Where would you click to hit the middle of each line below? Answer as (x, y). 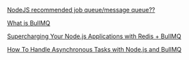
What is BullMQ (29, 23)
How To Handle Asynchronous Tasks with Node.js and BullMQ (94, 49)
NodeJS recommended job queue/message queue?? (81, 10)
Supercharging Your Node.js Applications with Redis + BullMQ (94, 36)
